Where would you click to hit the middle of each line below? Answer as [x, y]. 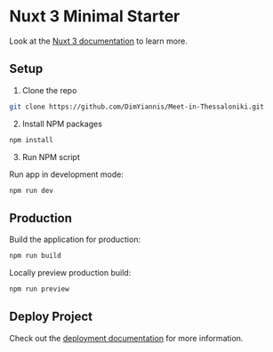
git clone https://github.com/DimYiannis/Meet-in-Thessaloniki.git [137, 107]
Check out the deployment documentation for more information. [126, 338]
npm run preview [39, 289]
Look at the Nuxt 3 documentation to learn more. [99, 41]
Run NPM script [51, 156]
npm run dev [31, 190]
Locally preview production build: [70, 273]
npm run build [36, 256]
